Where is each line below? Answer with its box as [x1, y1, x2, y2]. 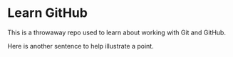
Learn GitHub [7, 5, 88, 21]
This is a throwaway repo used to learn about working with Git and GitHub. [7, 28, 227, 37]
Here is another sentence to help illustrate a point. [7, 42, 155, 50]
